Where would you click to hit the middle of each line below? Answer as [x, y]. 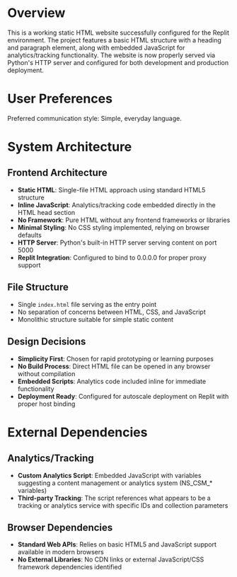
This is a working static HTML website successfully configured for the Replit [118, 33]
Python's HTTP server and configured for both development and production [118, 62]
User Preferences [60, 99]
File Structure [38, 287]
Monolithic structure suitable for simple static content [96, 319]
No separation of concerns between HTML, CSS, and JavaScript [112, 312]
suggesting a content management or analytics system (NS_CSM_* [115, 483]
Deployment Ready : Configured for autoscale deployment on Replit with [123, 396]
